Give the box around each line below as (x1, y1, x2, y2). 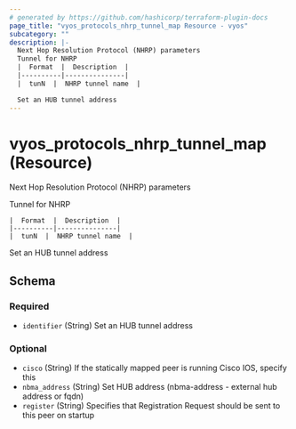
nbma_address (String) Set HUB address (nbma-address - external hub (21, 382, 277, 393)
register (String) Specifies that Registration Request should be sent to (21, 401, 281, 411)
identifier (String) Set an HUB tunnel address (21, 320, 194, 331)
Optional (9, 343, 47, 355)
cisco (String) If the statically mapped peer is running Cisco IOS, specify (21, 362, 287, 374)
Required (9, 300, 50, 312)
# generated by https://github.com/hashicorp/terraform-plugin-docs (9, 12, 268, 22)
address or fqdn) (21, 391, 84, 401)
